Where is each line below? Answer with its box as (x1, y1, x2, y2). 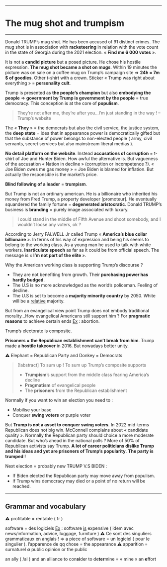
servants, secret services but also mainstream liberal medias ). (5, 140, 134, 147)
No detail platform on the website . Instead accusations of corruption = (5, 150, 153, 156)
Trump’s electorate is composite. (5, 328, 72, 334)
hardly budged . (12, 277, 45, 283)
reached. (12, 483, 31, 489)
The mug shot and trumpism (5, 18, 124, 29)
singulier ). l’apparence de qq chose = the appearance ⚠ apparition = (5, 541, 148, 547)
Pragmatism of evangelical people (24, 382, 96, 388)
